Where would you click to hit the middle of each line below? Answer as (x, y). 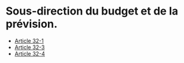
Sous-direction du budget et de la (92, 11)
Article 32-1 (29, 41)
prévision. (32, 24)
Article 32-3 (29, 47)
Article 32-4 (30, 53)
